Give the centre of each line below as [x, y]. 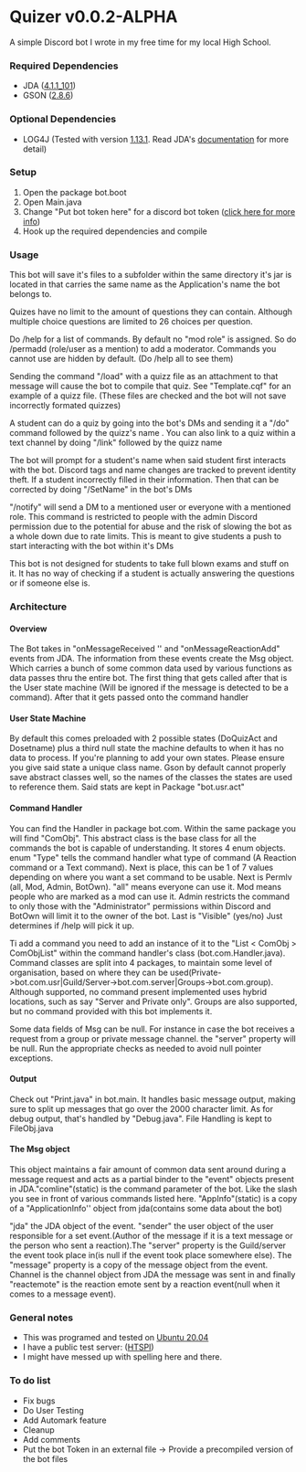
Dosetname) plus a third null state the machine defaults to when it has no [147, 748]
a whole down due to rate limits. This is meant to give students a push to [145, 536]
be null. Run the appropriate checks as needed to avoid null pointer [136, 1048]
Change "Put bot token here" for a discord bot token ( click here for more [159, 211]
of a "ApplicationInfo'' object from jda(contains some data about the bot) [146, 1209]
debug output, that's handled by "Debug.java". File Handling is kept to [141, 1118]
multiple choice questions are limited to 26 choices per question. [131, 322]
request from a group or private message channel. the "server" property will [153, 1038]
